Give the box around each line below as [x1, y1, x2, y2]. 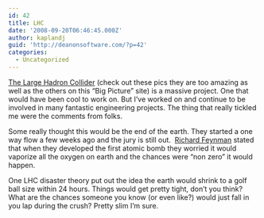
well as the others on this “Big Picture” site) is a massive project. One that [8, 86, 249, 95]
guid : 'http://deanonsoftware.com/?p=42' [8, 41, 148, 49]
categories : [8, 48, 48, 56]
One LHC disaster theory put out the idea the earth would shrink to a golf [8, 175, 247, 185]
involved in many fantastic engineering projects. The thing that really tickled [8, 102, 257, 112]
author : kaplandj [8, 33, 66, 42]
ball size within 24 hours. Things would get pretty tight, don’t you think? [8, 184, 243, 193]
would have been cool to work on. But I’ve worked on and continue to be [8, 94, 247, 104]
